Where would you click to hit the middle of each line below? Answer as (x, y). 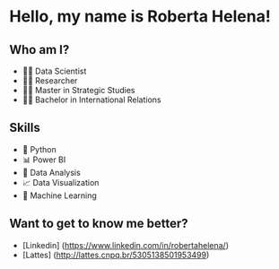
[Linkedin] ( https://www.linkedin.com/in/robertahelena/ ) (126, 245)
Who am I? (39, 50)
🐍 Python (39, 149)
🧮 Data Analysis (51, 172)
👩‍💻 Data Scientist (54, 71)
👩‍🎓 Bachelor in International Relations (92, 100)
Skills (25, 128)
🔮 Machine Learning (59, 195)
